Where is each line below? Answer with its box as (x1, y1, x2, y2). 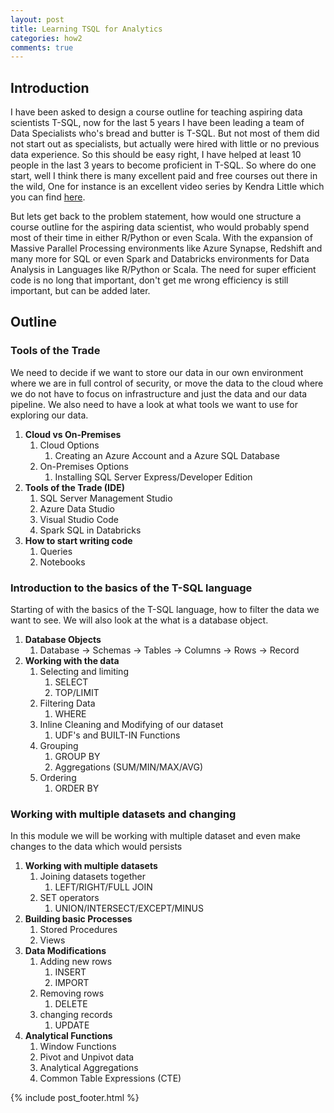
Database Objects (24, 634, 102, 646)
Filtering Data (39, 697, 96, 710)
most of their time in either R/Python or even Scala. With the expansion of (10, 232, 313, 244)
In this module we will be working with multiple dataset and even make (10, 830, 302, 842)
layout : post (10, 14, 65, 25)
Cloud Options (39, 439, 100, 451)
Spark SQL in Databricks (39, 524, 142, 536)
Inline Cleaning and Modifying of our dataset (39, 719, 224, 731)
